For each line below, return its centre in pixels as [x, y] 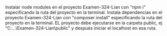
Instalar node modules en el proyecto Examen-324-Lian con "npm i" [75, 7]
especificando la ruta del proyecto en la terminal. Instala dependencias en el [84, 12]
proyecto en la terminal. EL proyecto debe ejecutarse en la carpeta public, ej [84, 23]
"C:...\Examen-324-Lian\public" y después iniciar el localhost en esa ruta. [81, 28]
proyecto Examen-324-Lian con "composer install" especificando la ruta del [84, 18]
